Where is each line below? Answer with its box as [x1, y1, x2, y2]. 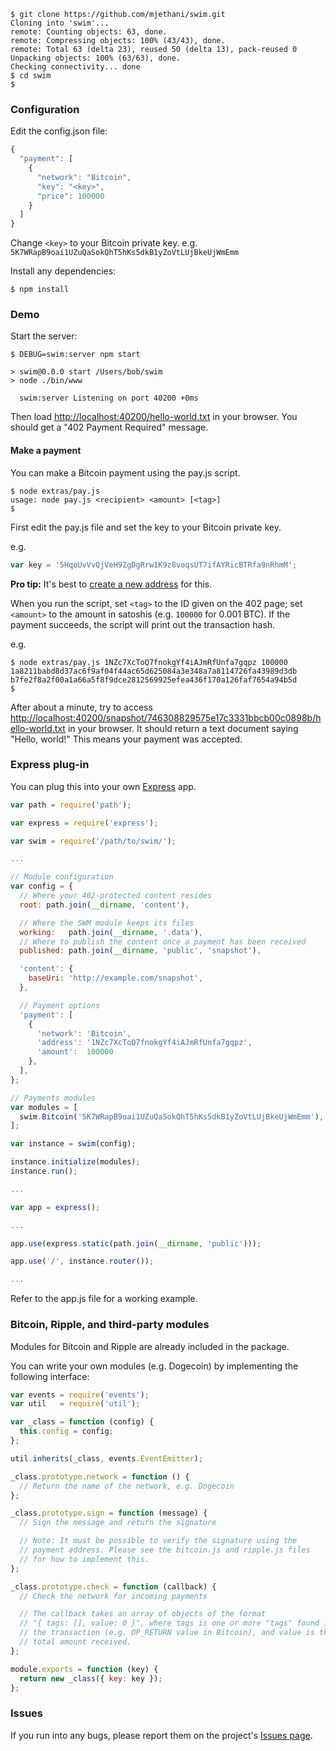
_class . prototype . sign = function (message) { [10, 1508, 208, 1519]
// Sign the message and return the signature [19, 1518, 217, 1528]
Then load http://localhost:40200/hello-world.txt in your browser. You [10, 411, 298, 423]
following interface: [10, 1370, 90, 1382]
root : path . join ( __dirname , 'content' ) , [19, 900, 190, 910]
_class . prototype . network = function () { [10, 1471, 190, 1482]
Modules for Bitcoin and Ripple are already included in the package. [10, 1340, 290, 1352]
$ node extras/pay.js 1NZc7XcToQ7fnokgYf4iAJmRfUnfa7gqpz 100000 [10, 657, 288, 667]
